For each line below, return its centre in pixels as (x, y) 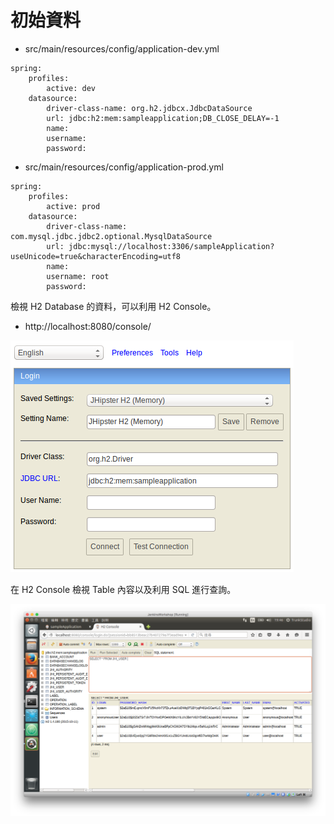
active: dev (71, 88)
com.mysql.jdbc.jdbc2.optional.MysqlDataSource (111, 236)
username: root (78, 276)
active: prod (73, 206)
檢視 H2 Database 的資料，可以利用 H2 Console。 (113, 306)
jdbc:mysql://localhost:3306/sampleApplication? (171, 246)
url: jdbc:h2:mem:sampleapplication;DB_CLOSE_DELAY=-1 (163, 118)
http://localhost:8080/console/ (88, 326)
